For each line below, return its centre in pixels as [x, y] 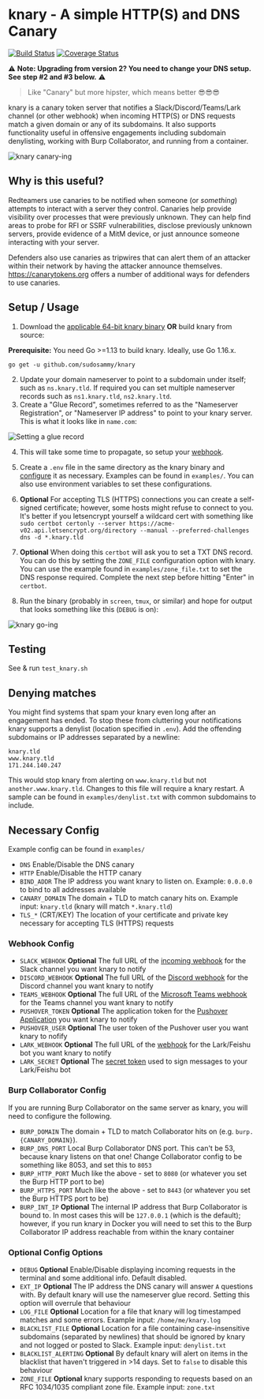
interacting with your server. [54, 242]
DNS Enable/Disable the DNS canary [77, 865]
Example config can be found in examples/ [77, 849]
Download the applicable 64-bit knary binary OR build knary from [126, 326]
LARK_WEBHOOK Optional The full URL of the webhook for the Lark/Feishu [135, 1045]
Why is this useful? [56, 181]
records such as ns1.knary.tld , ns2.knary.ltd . [95, 396]
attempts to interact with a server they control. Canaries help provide [120, 208]
